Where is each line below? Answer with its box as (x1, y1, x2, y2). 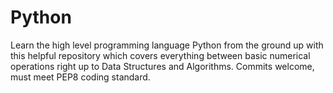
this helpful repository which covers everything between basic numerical (10, 49, 311, 61)
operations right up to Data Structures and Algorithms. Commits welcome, (10, 60, 315, 72)
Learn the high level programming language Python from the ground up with (10, 39, 324, 51)
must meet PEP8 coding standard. (10, 71, 151, 83)
